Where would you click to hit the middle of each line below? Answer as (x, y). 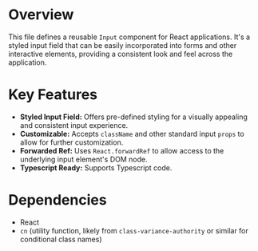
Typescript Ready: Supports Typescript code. (96, 167)
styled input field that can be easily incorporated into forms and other (123, 45)
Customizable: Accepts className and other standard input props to (132, 133)
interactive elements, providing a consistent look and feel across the (121, 54)
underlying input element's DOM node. (83, 159)
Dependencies (58, 200)
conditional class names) (61, 239)
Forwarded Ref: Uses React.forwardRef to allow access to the (122, 150)
